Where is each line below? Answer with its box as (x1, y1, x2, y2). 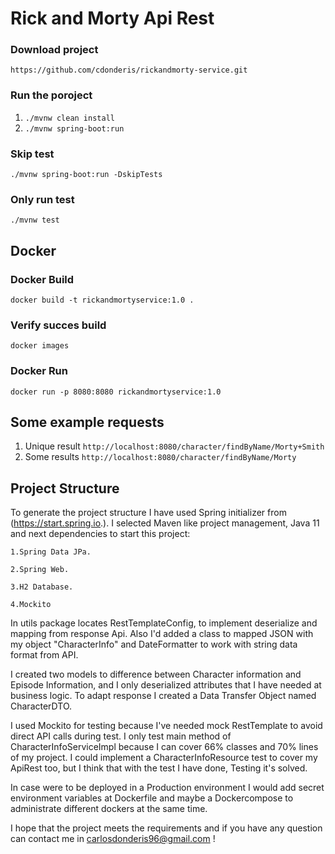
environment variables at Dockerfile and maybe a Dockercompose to (10, 792, 294, 804)
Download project (10, 43, 99, 57)
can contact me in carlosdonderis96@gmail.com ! (10, 833, 216, 845)
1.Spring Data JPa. (10, 547, 92, 557)
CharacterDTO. (10, 700, 73, 712)
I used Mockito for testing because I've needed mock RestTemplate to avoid (10, 720, 323, 732)
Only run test (10, 193, 75, 206)
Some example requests (10, 414, 165, 431)
